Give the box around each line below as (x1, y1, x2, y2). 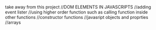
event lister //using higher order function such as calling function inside (5, 9, 148, 15)
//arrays (5, 19, 21, 25)
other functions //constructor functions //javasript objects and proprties (5, 15, 148, 20)
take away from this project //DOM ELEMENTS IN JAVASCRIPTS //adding (5, 4, 152, 10)
